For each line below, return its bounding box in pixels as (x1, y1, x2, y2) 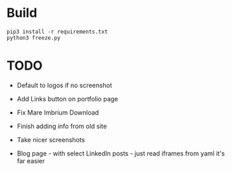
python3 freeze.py (6, 34, 61, 42)
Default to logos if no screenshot (16, 81, 112, 89)
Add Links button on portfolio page (16, 94, 118, 103)
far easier (16, 156, 45, 165)
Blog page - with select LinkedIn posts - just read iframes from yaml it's (16, 149, 225, 158)
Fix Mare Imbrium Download (16, 108, 99, 117)
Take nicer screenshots (16, 135, 85, 144)
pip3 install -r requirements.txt (6, 28, 109, 35)
